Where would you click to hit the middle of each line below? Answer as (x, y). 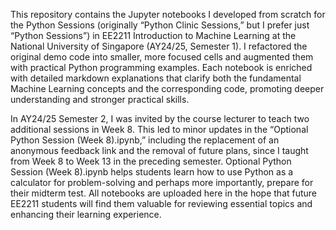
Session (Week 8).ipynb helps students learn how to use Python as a (152, 172)
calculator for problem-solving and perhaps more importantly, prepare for (162, 182)
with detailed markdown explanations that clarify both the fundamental (156, 78)
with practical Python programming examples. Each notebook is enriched (161, 67)
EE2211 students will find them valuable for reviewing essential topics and (161, 203)
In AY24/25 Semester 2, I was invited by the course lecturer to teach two (160, 118)
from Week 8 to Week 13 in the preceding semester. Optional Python (151, 161)
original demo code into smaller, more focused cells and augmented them (162, 57)
